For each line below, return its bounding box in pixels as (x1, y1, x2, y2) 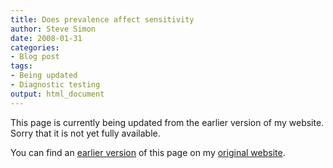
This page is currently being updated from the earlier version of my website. (10, 116, 325, 128)
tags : (10, 61, 33, 71)
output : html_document (10, 89, 105, 99)
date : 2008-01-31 (10, 33, 83, 43)
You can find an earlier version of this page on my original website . (10, 146, 286, 158)
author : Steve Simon (10, 24, 97, 34)
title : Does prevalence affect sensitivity (10, 14, 195, 25)
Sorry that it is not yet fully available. (10, 127, 161, 139)
